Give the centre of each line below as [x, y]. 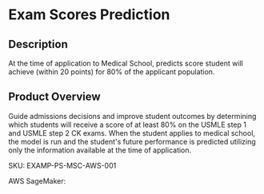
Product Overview [54, 97]
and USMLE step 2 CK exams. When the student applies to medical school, [132, 133]
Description [38, 44]
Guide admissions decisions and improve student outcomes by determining [132, 116]
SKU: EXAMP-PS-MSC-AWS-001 [62, 165]
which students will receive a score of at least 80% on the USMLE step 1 [127, 125]
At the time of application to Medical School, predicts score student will [126, 63]
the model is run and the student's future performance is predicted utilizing [132, 141]
